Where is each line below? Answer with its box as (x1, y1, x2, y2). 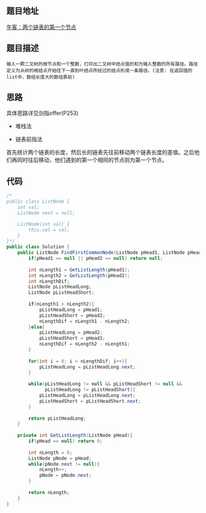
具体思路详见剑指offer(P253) (6, 109, 78, 117)
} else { (28, 324, 45, 330)
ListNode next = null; (17, 210, 75, 216)
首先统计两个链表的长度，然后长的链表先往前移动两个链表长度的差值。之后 (6, 149, 194, 156)
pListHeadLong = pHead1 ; (39, 307, 103, 313)
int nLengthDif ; (28, 278, 70, 284)
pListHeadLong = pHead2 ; (39, 329, 103, 336)
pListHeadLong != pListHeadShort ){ (45, 386, 136, 393)
